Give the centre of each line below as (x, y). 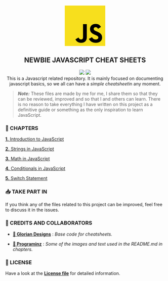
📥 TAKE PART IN (26, 192)
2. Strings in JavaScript (30, 149)
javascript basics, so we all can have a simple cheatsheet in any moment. (85, 83)
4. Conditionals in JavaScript (35, 169)
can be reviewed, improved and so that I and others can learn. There (89, 99)
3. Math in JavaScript (28, 159)
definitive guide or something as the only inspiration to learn (80, 110)
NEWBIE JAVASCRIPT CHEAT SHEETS (85, 60)
